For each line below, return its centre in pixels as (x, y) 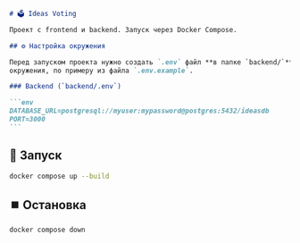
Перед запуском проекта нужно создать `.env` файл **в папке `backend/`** (151, 62)
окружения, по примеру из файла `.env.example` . (101, 71)
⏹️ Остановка (48, 205)
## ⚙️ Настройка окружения (57, 46)
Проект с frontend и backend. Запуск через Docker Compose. (124, 29)
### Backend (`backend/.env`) (66, 87)
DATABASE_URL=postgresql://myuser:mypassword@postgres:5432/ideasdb (139, 111)
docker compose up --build (59, 176)
